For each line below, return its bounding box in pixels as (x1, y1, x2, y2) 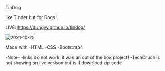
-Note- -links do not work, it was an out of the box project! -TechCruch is (5, 54, 160, 60)
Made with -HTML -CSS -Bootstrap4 (5, 44, 83, 50)
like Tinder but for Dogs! (5, 14, 57, 20)
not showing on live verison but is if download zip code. (5, 60, 123, 66)
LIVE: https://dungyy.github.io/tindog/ (5, 24, 85, 30)
